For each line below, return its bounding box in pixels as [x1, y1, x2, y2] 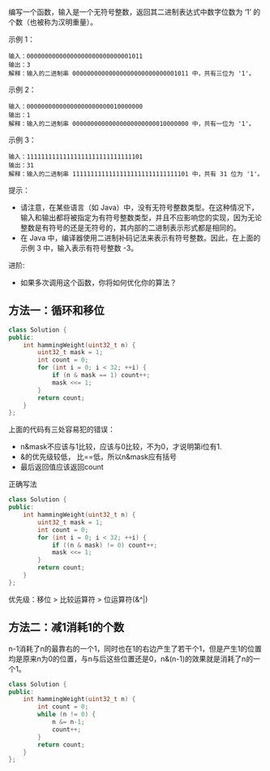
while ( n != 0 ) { [37, 710, 96, 719]
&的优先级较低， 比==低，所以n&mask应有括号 [19, 452, 177, 461]
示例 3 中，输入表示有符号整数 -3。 [19, 243, 139, 253]
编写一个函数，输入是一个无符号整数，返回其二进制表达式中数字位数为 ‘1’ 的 [8, 7, 261, 16]
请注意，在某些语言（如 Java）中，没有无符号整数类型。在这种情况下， [19, 202, 259, 212]
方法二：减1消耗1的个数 [8, 621, 125, 635]
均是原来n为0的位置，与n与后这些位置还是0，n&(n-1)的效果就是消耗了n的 [8, 653, 254, 664]
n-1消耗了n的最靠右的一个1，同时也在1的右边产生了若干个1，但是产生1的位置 [8, 643, 262, 653]
